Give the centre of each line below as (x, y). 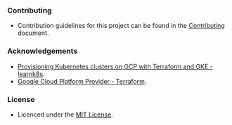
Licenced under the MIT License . (65, 115)
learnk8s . (31, 74)
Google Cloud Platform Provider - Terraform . (82, 81)
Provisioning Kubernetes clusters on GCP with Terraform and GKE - (115, 66)
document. (33, 33)
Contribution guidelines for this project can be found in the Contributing (121, 26)
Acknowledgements (43, 51)
